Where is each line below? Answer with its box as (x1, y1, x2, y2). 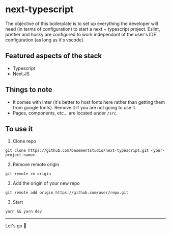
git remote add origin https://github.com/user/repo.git (5, 190, 129, 195)
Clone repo (12, 138, 37, 144)
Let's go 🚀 (5, 223, 27, 229)
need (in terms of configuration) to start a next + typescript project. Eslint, (5, 26, 160, 32)
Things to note (5, 85, 52, 94)
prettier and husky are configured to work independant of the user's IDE (5, 31, 157, 37)
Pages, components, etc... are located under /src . (12, 110, 118, 116)
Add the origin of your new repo (12, 180, 80, 186)
